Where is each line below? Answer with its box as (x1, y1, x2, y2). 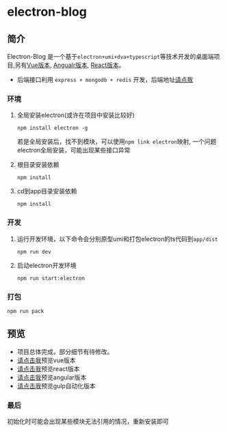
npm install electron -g (16, 124, 88, 132)
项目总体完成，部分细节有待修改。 (16, 347, 113, 355)
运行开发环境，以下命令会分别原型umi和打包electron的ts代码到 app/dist (16, 234, 218, 243)
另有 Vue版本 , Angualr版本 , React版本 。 (14, 61, 125, 69)
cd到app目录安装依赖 (16, 187, 77, 195)
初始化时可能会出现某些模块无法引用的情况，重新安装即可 (7, 418, 169, 425)
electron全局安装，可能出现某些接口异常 (16, 146, 131, 154)
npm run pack (7, 308, 44, 314)
